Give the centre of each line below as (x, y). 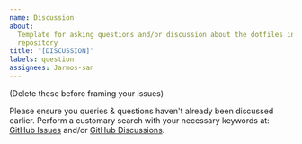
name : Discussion (42, 18)
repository (38, 43)
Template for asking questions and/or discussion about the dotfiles (150, 34)
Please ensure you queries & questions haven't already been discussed (142, 111)
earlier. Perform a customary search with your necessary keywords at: (139, 120)
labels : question (42, 59)
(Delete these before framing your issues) (87, 93)
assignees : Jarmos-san (52, 68)
